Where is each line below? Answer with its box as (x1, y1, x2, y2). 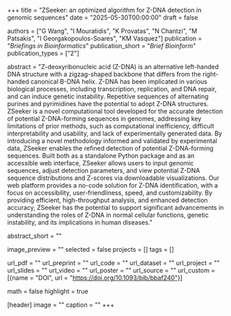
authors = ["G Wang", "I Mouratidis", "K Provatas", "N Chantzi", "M (7, 27, 198, 35)
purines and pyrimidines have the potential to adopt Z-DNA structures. (7, 100, 209, 107)
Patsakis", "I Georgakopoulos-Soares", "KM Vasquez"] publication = (7, 34, 202, 43)
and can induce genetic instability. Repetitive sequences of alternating (7, 92, 209, 100)
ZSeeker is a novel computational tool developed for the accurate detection (7, 107, 223, 115)
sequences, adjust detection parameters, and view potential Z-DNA (7, 167, 200, 174)
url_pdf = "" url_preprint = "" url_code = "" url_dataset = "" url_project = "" (7, 259, 221, 267)
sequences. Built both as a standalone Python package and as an (7, 151, 195, 160)
